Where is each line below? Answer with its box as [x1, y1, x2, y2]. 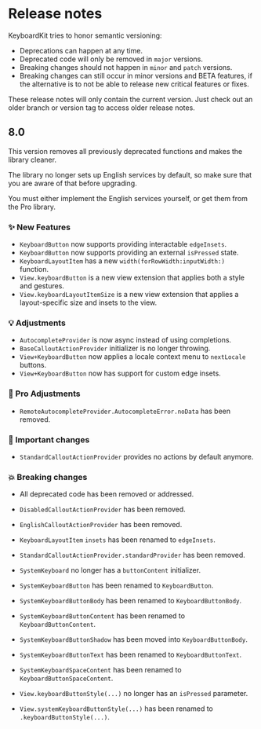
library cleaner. [8, 155, 57, 164]
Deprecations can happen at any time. [19, 46, 143, 55]
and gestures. [19, 281, 65, 291]
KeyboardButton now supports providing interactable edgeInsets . [19, 240, 227, 249]
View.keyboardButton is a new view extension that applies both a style [19, 273, 245, 283]
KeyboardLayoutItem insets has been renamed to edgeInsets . [19, 535, 216, 544]
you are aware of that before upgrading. [8, 178, 137, 188]
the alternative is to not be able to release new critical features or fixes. [19, 79, 249, 89]
